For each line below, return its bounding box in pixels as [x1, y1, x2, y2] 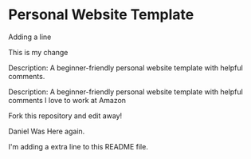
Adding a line [8, 32, 52, 42]
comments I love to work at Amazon [8, 95, 126, 105]
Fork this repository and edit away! [8, 110, 123, 121]
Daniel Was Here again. [8, 126, 85, 136]
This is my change [8, 47, 69, 57]
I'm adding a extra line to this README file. [8, 141, 149, 151]
